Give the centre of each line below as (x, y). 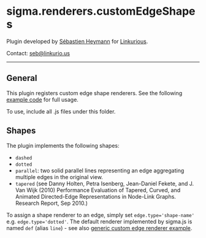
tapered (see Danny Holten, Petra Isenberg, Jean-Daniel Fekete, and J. (105, 183)
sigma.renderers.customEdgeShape (101, 11)
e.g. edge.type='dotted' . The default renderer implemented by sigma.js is (99, 221)
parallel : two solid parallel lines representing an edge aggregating (100, 171)
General (22, 78)
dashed (24, 158)
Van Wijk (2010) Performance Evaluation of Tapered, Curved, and (98, 190)
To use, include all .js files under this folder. (61, 111)
